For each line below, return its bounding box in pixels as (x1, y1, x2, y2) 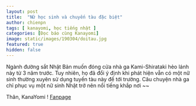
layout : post (6, 8, 38, 15)
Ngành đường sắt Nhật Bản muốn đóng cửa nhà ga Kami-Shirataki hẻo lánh (6, 63, 189, 70)
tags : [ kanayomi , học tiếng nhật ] (6, 25, 96, 31)
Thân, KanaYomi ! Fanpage (6, 93, 71, 100)
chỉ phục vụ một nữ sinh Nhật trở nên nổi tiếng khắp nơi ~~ (6, 82, 149, 89)
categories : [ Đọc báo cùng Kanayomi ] (6, 31, 99, 37)
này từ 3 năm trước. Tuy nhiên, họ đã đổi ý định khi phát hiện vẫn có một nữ (6, 69, 190, 77)
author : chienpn (6, 19, 46, 25)
